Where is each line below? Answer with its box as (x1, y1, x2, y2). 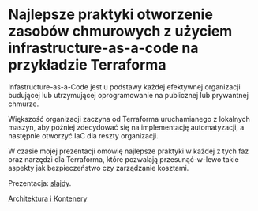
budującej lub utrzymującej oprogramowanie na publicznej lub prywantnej (8, 90, 249, 100)
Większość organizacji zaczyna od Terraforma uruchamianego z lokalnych (8, 114, 251, 123)
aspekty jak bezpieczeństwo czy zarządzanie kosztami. (8, 163, 189, 172)
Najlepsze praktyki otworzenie (8, 6, 213, 24)
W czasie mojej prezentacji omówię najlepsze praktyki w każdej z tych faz (8, 146, 249, 156)
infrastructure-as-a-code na (8, 40, 199, 57)
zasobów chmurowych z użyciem (8, 22, 233, 40)
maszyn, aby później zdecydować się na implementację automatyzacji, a (8, 122, 245, 132)
